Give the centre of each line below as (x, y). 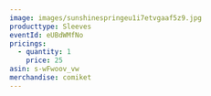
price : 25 (45, 60)
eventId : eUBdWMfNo (47, 35)
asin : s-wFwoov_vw (44, 69)
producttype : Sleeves (51, 27)
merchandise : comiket (51, 78)
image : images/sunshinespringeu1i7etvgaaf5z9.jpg (106, 18)
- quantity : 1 (44, 52)
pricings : (28, 43)
